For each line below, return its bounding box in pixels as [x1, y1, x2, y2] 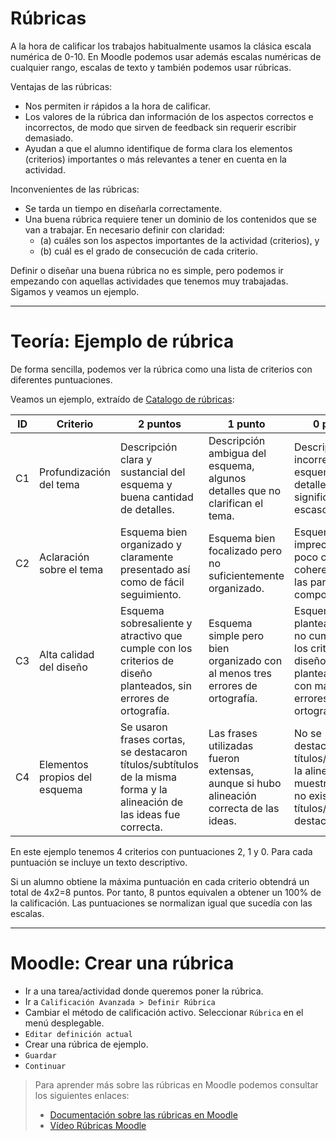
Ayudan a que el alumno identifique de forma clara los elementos [24, 142, 293, 154]
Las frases [208, 726, 258, 740]
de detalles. [120, 502, 175, 516]
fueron [208, 751, 240, 765]
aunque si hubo [208, 776, 282, 790]
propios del [39, 770, 93, 784]
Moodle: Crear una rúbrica [10, 952, 235, 975]
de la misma [120, 770, 177, 784]
